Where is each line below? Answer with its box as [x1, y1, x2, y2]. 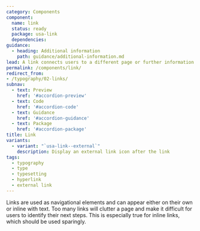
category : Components [6, 8, 60, 15]
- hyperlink [11, 177, 42, 183]
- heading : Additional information [11, 48, 101, 54]
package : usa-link [11, 31, 58, 37]
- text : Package [11, 121, 52, 127]
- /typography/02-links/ [6, 76, 68, 82]
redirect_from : [6, 70, 44, 76]
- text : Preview [11, 87, 52, 93]
